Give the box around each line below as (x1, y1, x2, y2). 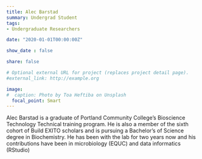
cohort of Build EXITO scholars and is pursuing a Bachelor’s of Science (6, 127, 184, 134)
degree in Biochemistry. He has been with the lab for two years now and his (6, 134, 196, 141)
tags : (6, 20, 20, 26)
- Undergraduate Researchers (6, 25, 80, 32)
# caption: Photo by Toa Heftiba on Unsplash (6, 92, 127, 98)
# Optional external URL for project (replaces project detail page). (6, 70, 189, 76)
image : (6, 86, 23, 92)
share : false (6, 59, 40, 65)
